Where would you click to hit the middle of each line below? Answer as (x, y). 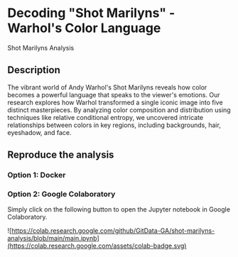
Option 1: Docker (37, 175)
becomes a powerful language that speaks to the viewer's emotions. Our (114, 94)
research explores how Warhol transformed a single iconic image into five (115, 102)
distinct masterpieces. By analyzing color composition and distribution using (119, 110)
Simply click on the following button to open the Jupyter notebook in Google (119, 209)
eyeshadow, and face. (39, 132)
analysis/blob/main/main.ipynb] (53, 239)
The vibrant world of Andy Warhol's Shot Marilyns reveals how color (107, 87)
